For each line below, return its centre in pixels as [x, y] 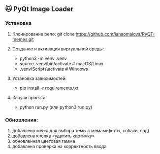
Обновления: [22, 120]
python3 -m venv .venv [43, 58]
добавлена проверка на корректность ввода [59, 146]
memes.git [23, 39]
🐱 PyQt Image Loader [39, 9]
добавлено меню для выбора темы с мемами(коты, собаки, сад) [80, 130]
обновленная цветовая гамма [44, 141]
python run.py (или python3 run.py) [56, 107]
